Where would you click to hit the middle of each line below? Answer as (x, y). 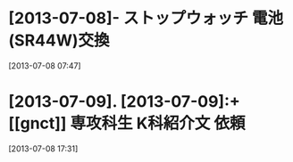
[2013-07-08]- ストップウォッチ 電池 (146, 18)
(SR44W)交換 (59, 40)
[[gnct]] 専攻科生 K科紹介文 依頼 (127, 123)
